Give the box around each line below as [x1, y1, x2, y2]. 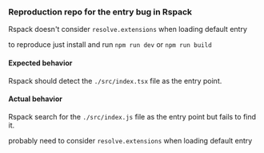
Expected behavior [8, 58, 73, 68]
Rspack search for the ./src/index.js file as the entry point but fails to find [8, 112, 257, 121]
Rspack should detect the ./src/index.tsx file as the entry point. [8, 76, 222, 85]
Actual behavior [8, 94, 62, 104]
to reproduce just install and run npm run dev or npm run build [8, 40, 212, 49]
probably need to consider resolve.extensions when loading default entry [8, 135, 253, 145]
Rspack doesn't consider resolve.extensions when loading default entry [8, 25, 248, 34]
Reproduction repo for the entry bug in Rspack [8, 6, 193, 18]
